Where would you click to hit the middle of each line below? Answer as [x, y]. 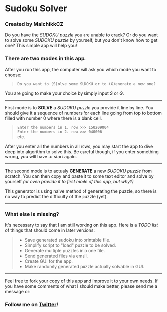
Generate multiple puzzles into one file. [65, 251]
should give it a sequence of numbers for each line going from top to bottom [83, 113]
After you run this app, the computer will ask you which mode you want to [81, 69]
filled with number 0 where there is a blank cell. [54, 118]
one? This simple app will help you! [41, 46]
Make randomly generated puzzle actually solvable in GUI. [84, 267]
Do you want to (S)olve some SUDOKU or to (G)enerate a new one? [86, 84]
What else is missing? [32, 214]
